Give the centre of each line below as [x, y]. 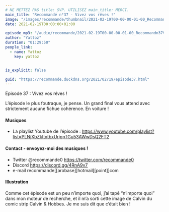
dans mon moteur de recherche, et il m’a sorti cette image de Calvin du [79, 198]
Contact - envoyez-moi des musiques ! [47, 148]
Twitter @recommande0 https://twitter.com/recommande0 [73, 160]
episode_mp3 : [19, 33]
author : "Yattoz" [23, 38]
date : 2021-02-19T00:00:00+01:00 [40, 24]
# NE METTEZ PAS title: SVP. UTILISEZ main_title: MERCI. [67, 10]
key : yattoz [27, 57]
